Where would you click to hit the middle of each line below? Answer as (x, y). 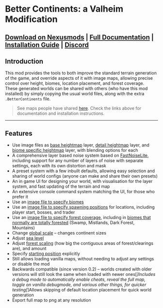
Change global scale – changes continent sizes (59, 233)
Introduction (24, 61)
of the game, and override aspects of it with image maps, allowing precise (79, 78)
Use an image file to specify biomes (48, 202)
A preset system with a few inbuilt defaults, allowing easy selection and (83, 171)
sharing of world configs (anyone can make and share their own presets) (85, 176)
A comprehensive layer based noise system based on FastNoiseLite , (80, 155)
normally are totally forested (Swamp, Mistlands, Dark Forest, (73, 223)
